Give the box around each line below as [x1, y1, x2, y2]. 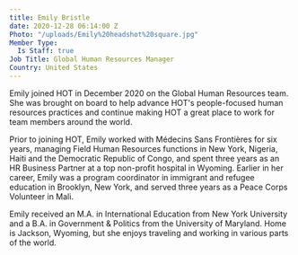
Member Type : [9, 38, 58, 48]
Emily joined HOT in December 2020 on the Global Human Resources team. [9, 87, 289, 99]
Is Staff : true [17, 47, 74, 56]
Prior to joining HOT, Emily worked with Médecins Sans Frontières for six [9, 134, 278, 145]
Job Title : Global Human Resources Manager [9, 55, 175, 64]
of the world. [9, 237, 57, 248]
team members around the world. [9, 116, 133, 127]
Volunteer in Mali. [9, 190, 74, 202]
